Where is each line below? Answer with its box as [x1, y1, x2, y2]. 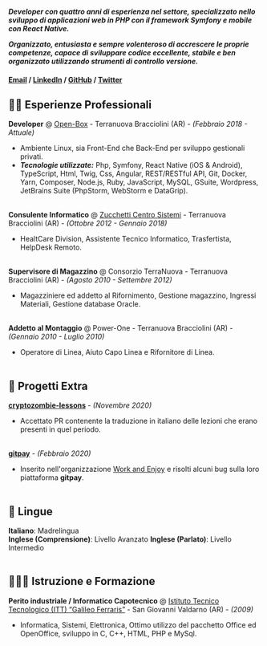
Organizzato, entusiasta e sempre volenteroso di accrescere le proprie [8, 39, 249, 49]
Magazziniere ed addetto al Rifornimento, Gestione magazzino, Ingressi [19, 290, 257, 300]
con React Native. [8, 24, 70, 33]
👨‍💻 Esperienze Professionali [8, 98, 152, 112]
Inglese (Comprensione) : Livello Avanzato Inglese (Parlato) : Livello [8, 534, 233, 544]
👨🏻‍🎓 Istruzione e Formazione [8, 575, 156, 588]
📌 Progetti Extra [8, 379, 88, 392]
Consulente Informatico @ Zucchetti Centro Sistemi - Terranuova [8, 210, 227, 220]
